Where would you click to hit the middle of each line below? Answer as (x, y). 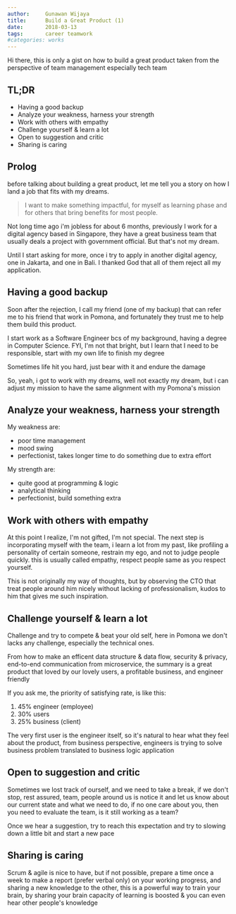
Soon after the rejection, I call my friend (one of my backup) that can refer (114, 309)
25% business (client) (49, 721)
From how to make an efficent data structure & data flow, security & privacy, (117, 657)
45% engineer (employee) (55, 707)
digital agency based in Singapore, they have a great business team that (112, 233)
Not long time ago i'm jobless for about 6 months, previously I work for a (112, 226)
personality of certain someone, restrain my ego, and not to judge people (113, 553)
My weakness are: (34, 427)
